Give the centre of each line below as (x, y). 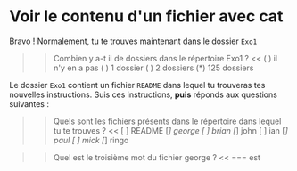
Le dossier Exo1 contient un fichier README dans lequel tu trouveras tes (137, 85)
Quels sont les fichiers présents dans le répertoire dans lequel (167, 121)
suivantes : (29, 103)
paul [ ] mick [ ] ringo (91, 140)
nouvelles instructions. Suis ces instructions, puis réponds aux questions (144, 94)
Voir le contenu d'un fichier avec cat (146, 16)
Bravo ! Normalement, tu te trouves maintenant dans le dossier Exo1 (133, 41)
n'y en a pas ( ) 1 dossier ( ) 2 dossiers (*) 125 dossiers (153, 68)
